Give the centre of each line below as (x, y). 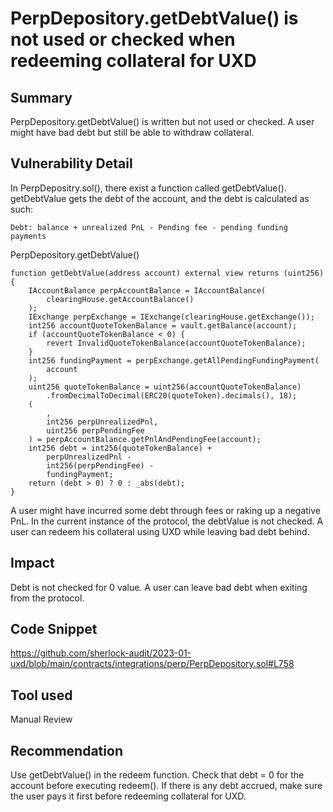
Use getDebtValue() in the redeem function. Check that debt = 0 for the (157, 775)
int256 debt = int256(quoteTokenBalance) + (120, 448)
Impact (32, 563)
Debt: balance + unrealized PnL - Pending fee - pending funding (149, 227)
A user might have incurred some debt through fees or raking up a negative (166, 510)
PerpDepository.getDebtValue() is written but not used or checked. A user (162, 121)
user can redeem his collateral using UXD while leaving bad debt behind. (160, 531)
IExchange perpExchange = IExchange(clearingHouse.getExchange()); (171, 317)
